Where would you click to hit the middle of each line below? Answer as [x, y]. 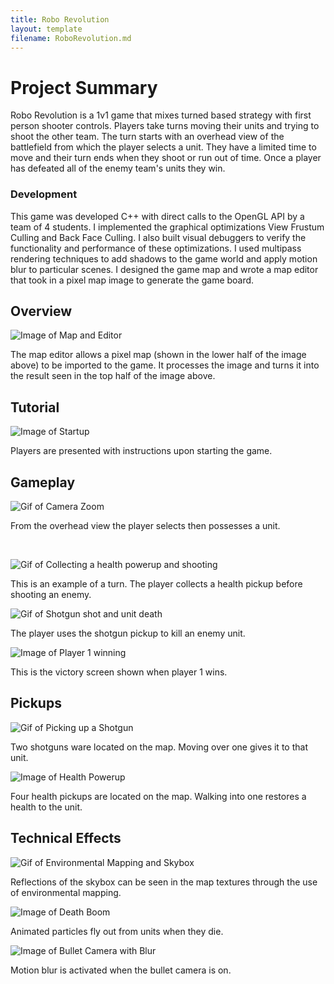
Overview [41, 311]
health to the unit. [46, 807]
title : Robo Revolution [60, 19]
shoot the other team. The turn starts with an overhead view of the [147, 137]
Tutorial [35, 407]
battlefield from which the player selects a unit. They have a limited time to [163, 147]
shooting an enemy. [51, 595]
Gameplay [43, 482]
